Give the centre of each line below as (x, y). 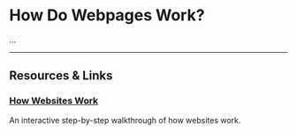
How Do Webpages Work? (107, 15)
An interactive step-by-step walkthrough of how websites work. (125, 120)
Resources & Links (61, 76)
